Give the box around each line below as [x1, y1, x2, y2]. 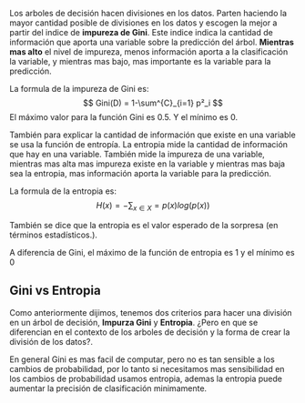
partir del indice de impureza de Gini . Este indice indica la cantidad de [9, 27, 273, 37]
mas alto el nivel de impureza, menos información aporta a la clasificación [9, 46, 289, 57]
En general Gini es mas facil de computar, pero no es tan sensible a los [9, 354, 275, 365]
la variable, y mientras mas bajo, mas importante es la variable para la [9, 56, 271, 66]
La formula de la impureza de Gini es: [9, 84, 149, 94]
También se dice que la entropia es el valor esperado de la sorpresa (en [9, 219, 279, 230]
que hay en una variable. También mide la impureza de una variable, [9, 149, 266, 159]
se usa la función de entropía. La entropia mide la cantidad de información [9, 139, 289, 149]
